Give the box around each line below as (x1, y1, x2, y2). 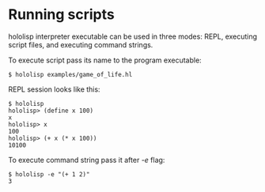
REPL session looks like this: (8, 85, 100, 94)
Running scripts (8, 6, 115, 24)
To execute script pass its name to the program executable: (8, 55, 202, 65)
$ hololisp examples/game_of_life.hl (8, 70, 133, 78)
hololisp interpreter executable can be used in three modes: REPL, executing (8, 32, 258, 41)
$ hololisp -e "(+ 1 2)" (8, 170, 90, 179)
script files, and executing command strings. (8, 40, 153, 49)
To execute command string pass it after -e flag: (8, 155, 165, 164)
